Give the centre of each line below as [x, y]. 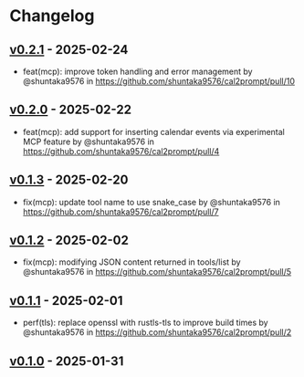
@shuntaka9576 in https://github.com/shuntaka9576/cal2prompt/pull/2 [157, 332]
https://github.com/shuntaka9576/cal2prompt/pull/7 [121, 212]
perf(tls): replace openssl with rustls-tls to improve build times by [145, 323]
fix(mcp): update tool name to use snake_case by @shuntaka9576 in [152, 202]
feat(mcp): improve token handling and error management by [137, 71]
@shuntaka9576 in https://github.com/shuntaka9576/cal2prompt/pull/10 [158, 81]
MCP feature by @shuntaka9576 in [89, 141]
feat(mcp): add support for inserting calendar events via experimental [153, 131]
